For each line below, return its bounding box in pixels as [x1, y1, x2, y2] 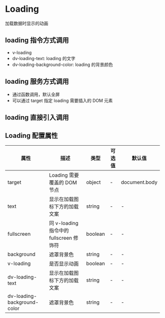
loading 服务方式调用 [5, 77, 69, 86]
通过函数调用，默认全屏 [12, 91, 60, 97]
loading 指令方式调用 [5, 36, 69, 45]
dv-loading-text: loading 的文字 [12, 55, 76, 61]
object [86, 179, 101, 186]
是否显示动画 [49, 260, 79, 267]
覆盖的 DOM [49, 179, 77, 186]
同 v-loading [49, 220, 79, 226]
